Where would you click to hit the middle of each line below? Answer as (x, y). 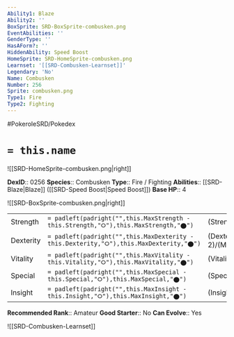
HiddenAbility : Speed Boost (48, 53)
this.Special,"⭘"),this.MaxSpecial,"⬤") (117, 279)
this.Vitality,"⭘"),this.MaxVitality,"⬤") (121, 262)
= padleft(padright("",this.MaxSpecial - (117, 272)
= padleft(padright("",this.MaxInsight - (117, 289)
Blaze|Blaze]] (26, 189)
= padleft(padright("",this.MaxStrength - (119, 218)
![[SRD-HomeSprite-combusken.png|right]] (69, 168)
